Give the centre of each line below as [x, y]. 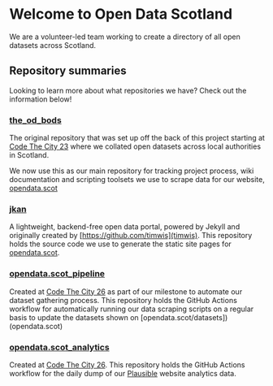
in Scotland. [29, 155]
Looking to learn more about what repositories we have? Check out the [128, 90]
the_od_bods [35, 120]
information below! [41, 99]
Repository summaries [68, 71]
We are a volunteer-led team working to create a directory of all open [125, 37]
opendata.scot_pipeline [57, 274]
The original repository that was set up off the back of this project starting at [137, 138]
